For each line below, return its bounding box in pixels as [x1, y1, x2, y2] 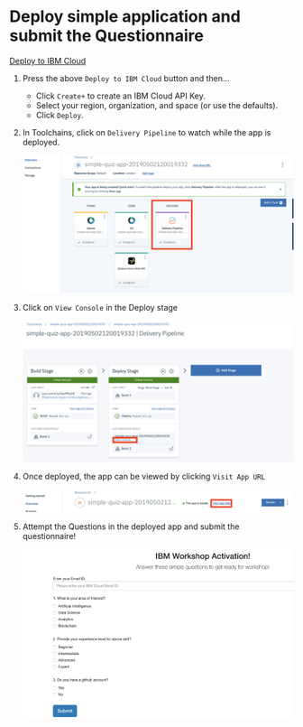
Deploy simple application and [9, 6, 241, 27]
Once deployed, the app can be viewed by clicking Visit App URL [22, 471, 266, 482]
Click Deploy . [35, 109, 84, 120]
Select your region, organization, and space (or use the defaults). [35, 99, 279, 110]
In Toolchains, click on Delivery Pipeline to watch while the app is [22, 126, 271, 137]
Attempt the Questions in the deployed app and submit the [22, 521, 240, 532]
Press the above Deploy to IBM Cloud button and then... [22, 72, 230, 83]
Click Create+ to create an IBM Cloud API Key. [35, 90, 206, 101]
